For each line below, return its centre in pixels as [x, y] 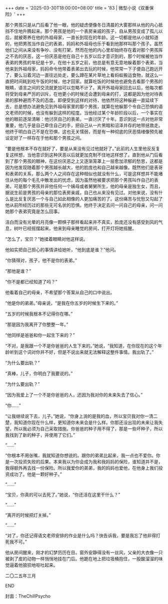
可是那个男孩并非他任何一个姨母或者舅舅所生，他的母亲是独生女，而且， [88, 186]
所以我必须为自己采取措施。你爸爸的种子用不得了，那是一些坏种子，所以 [88, 429]
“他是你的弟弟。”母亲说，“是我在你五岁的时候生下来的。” [62, 303]
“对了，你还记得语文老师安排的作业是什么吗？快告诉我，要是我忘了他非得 [81, 535]
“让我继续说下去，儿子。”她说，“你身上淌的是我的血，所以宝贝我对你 [75, 416]
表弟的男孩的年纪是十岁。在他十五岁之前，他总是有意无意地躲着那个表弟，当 [84, 63]
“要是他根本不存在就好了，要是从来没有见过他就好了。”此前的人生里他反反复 [83, 148]
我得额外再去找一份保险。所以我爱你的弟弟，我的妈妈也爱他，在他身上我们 [82, 468]
